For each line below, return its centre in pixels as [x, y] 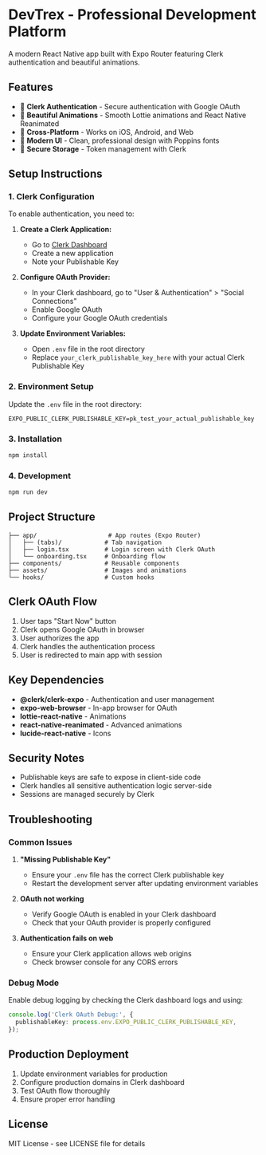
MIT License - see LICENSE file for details [77, 1143]
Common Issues [41, 842]
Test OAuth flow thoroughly [65, 1090]
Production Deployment [68, 1054]
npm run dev [28, 492]
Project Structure [52, 517]
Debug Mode [34, 983]
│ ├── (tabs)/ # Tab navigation [85, 542]
